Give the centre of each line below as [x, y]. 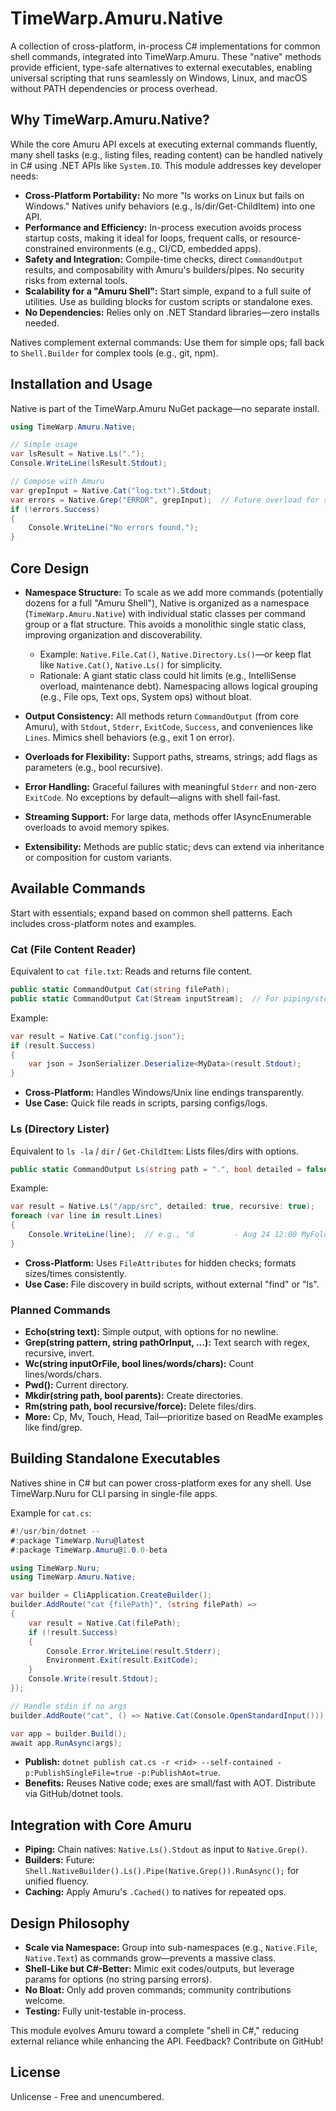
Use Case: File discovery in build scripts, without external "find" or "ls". [172, 1284]
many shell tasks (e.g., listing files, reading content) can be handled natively [166, 154]
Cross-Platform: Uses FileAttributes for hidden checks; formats [160, 1263]
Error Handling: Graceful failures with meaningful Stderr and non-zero [170, 786]
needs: [24, 176]
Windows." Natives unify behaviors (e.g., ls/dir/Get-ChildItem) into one [170, 206]
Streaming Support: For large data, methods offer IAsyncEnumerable [168, 816]
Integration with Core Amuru [101, 1825]
